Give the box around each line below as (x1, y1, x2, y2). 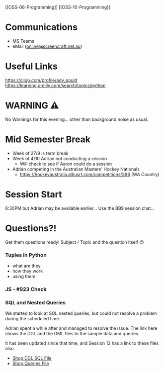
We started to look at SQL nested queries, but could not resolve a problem (5, 310, 157, 316)
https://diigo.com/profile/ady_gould (5, 77, 78, 83)
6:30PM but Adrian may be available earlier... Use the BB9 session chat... (5, 205, 155, 211)
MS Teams (12, 38, 35, 44)
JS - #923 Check (5, 285, 47, 292)
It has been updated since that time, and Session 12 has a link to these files (5, 340, 159, 346)
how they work (12, 268, 43, 274)
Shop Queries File (12, 361, 49, 367)
